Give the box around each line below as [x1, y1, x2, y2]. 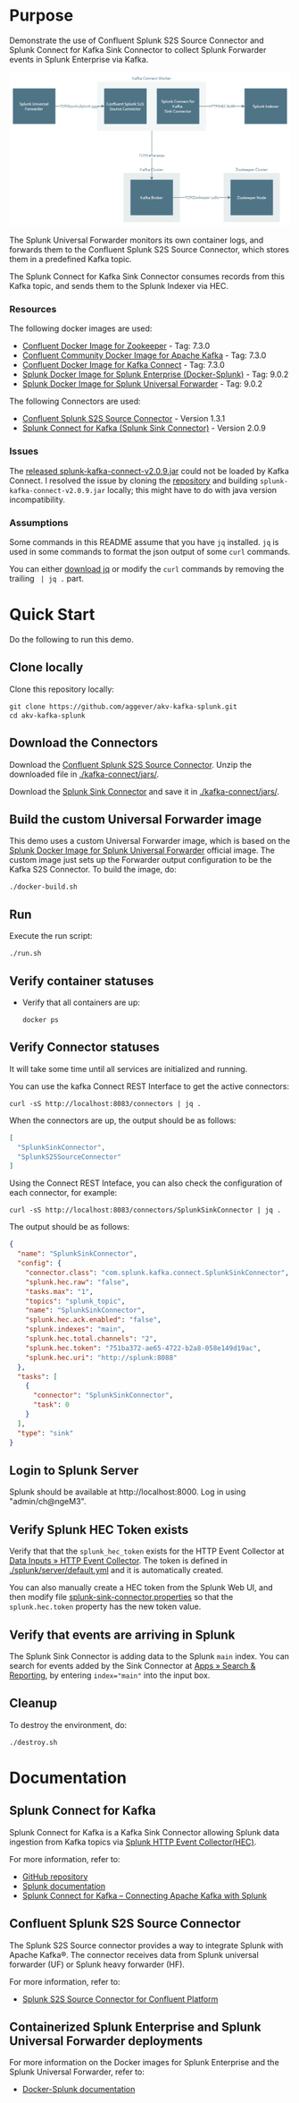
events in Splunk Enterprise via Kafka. [9, 54, 149, 64]
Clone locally [9, 660, 84, 676]
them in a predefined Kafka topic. [9, 254, 132, 265]
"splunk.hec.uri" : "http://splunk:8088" [25, 1353, 178, 1362]
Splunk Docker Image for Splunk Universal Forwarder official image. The [9, 845, 275, 856]
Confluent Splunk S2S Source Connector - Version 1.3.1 [21, 413, 226, 424]
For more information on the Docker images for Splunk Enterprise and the [9, 2057, 279, 2068]
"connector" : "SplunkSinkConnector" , [32, 1391, 174, 1401]
